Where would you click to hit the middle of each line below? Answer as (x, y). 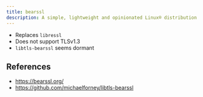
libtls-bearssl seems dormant (54, 48)
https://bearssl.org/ (39, 81)
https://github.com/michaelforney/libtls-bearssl (74, 88)
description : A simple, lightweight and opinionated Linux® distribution (102, 18)
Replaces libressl (38, 35)
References (29, 66)
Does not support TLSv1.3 (47, 41)
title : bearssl (26, 12)
